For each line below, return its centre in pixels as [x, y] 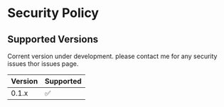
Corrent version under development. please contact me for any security [112, 56]
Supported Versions [53, 39]
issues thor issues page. [43, 64]
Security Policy [53, 13]
